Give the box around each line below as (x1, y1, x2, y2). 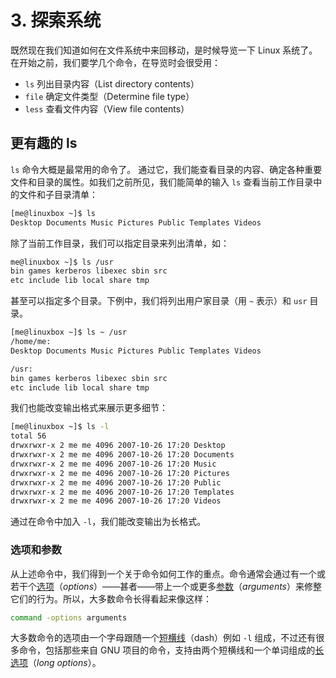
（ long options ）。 (28, 657, 102, 669)
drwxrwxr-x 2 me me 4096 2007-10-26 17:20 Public (10, 477, 222, 488)
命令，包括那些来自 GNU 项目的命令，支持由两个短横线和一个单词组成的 (18, 644, 316, 656)
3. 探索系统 (10, 9, 102, 32)
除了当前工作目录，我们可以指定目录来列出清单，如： (10, 237, 230, 249)
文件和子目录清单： (18, 188, 98, 200)
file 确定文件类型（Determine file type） (24, 90, 195, 102)
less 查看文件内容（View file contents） (24, 102, 190, 115)
